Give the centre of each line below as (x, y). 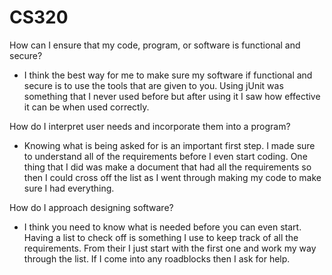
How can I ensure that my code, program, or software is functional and (155, 45)
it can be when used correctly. (86, 107)
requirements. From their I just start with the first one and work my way (170, 248)
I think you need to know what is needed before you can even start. (162, 227)
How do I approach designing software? (91, 207)
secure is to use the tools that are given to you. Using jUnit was (153, 85)
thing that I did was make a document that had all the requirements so (167, 167)
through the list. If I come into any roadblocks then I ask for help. (157, 258)
